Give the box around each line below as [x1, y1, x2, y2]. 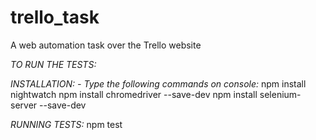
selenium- [259, 88, 302, 100]
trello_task [10, 6, 100, 29]
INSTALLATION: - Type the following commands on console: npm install [10, 77, 307, 90]
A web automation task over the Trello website [10, 39, 202, 51]
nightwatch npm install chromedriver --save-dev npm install [10, 88, 258, 100]
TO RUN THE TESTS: [10, 58, 97, 70]
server [10, 99, 38, 111]
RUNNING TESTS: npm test [10, 118, 123, 130]
